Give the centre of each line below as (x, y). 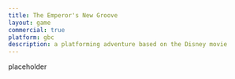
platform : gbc (32, 37)
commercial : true (37, 30)
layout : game (30, 23)
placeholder (28, 66)
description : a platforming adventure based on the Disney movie (117, 45)
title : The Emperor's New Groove (63, 15)
